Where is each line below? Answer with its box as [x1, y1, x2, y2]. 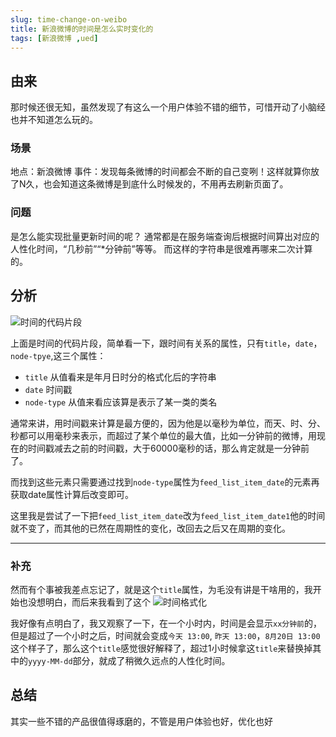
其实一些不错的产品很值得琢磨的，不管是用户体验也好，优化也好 [10, 715, 273, 727]
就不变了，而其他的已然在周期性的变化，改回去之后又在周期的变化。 [10, 522, 291, 534]
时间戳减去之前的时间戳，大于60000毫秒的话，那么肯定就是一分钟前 [27, 442, 310, 454]
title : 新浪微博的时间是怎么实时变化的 [10, 24, 154, 34]
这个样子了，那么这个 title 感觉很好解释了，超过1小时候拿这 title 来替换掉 [10, 642, 313, 654]
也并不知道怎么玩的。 [10, 114, 98, 126]
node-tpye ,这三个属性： [10, 349, 107, 361]
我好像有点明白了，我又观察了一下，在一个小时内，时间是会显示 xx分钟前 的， [10, 617, 322, 629]
